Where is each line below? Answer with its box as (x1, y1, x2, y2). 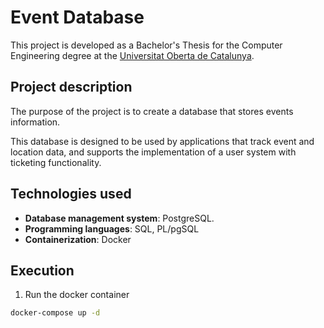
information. (10, 116, 61, 128)
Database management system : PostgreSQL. (24, 212, 215, 224)
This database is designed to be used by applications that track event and (10, 135, 315, 147)
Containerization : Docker (24, 233, 132, 245)
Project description (10, 79, 133, 96)
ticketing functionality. (10, 156, 102, 168)
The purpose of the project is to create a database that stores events (10, 105, 294, 117)
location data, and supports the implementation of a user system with (10, 146, 297, 158)
